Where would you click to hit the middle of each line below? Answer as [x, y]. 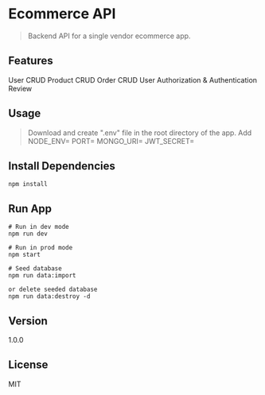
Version [28, 321]
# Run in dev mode [39, 227]
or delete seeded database [53, 290]
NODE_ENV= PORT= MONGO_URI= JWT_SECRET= [111, 141]
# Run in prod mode [41, 248]
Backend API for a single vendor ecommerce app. [109, 36]
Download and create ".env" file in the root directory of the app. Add [140, 133]
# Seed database [35, 269]
